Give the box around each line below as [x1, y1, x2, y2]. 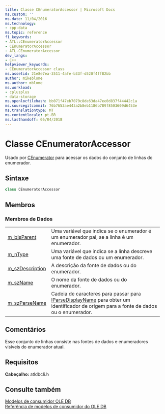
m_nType [7, 251, 28, 257]
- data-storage [5, 94, 36, 99]
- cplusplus [5, 90, 29, 95]
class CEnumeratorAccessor [5, 187, 60, 192]
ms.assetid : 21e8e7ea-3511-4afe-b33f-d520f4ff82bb [5, 71, 111, 76]
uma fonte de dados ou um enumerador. [51, 254, 144, 261]
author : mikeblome [5, 76, 43, 81]
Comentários [5, 325, 46, 334]
